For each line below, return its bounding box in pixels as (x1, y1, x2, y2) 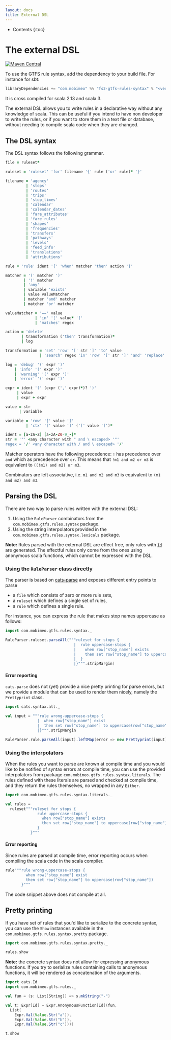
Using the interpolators (5, 749, 64, 756)
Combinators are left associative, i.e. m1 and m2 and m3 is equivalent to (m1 (5, 472, 161, 478)
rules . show (5, 950, 28, 955)
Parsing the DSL (5, 492, 57, 501)
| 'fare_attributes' (25, 212, 70, 217)
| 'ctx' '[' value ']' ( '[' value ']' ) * (25, 423, 113, 428)
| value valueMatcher (23, 292, 70, 297)
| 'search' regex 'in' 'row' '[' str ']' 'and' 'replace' (39, 353, 165, 358)
